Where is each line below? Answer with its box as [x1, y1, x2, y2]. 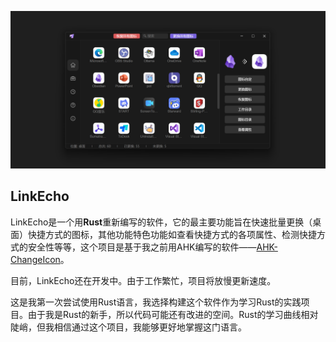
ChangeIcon [10, 253, 61, 265]
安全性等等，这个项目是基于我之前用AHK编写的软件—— [27, 241, 257, 253]
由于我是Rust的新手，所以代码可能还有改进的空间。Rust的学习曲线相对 [27, 308, 319, 320]
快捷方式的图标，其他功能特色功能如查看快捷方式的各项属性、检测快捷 [27, 228, 317, 240]
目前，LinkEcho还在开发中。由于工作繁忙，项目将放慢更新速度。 [10, 274, 277, 286]
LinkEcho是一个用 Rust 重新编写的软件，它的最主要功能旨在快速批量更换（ [10, 216, 313, 228]
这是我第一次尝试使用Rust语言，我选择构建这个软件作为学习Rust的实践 [10, 296, 302, 308]
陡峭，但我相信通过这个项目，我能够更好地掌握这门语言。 [10, 321, 247, 333]
